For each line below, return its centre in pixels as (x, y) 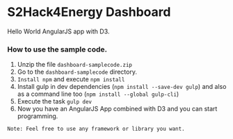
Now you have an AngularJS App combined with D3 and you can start (117, 109)
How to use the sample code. (57, 49)
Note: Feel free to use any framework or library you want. (96, 129)
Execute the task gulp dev (55, 101)
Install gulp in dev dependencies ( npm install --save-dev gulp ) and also (122, 87)
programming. (38, 116)
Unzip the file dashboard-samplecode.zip (74, 65)
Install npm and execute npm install (71, 79)
